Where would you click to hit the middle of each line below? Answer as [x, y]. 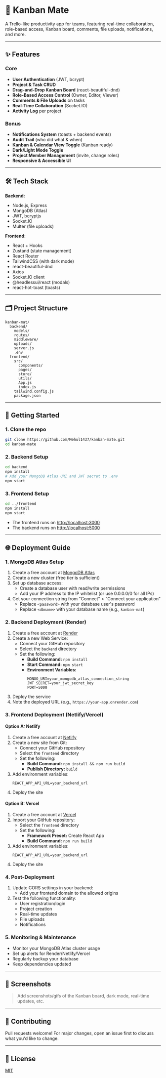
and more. [16, 34]
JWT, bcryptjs [27, 216]
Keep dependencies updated [42, 964]
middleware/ [26, 339]
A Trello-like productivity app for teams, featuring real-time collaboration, [80, 24]
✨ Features [22, 55]
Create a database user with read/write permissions [72, 588]
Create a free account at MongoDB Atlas [53, 573]
